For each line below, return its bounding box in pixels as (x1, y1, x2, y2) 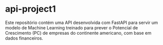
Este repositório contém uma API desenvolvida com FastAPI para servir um (5, 20, 159, 25)
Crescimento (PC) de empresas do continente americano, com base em (5, 30, 152, 36)
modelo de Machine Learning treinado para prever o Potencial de (5, 24, 138, 30)
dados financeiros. (5, 35, 44, 41)
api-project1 (5, 3, 56, 15)
